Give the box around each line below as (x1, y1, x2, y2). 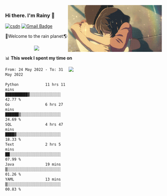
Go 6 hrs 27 (5, 102, 64, 107)
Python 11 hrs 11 (5, 82, 66, 87)
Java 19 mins (5, 162, 61, 167)
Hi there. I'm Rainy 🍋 (5, 12, 55, 19)
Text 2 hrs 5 (5, 142, 61, 147)
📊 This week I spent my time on (5, 55, 73, 61)
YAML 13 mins (5, 177, 61, 182)
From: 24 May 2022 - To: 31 (5, 67, 64, 72)
